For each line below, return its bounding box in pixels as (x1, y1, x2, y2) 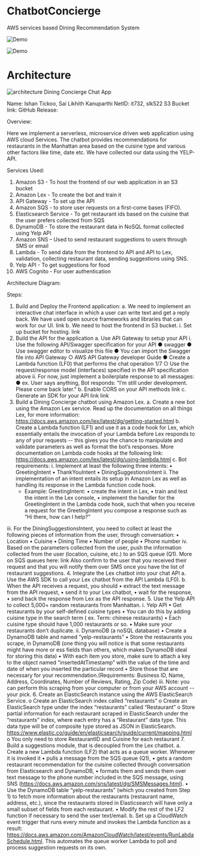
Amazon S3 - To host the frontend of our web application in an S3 (15, 178, 178, 186)
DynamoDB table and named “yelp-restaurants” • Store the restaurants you (7, 633, 193, 640)
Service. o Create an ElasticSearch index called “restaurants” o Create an (7, 697, 188, 704)
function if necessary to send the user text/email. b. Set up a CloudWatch (7, 812, 188, 819)
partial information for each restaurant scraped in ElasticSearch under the (7, 710, 188, 717)
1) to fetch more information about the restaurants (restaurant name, (7, 793, 175, 800)
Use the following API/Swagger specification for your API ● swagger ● (15, 341, 192, 348)
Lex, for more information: (15, 411, 80, 418)
